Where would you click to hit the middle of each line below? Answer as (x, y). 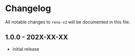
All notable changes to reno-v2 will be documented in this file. (68, 22)
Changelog (28, 9)
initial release (26, 49)
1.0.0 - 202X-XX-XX (36, 37)
